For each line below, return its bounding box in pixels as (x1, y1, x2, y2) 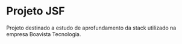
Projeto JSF (6, 4, 65, 18)
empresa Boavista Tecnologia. (6, 30, 81, 37)
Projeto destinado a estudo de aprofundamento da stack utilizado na (6, 24, 177, 31)
